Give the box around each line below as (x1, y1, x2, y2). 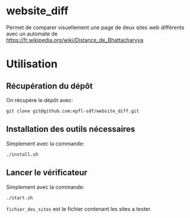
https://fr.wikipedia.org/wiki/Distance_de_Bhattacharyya (6, 36, 144, 43)
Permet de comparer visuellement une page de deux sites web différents (6, 24, 185, 31)
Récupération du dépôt (6, 81, 93, 91)
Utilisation (6, 58, 58, 71)
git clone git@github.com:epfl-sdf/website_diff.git (6, 108, 140, 114)
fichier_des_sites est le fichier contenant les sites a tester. (6, 205, 152, 212)
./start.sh (6, 195, 33, 201)
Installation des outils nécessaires (6, 124, 135, 134)
